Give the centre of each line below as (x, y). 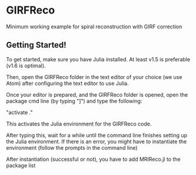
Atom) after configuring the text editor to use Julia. (67, 83)
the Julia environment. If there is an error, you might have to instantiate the (97, 141)
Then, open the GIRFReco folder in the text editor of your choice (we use (94, 77)
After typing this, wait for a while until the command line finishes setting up (97, 135)
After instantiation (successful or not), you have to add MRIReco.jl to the (93, 159)
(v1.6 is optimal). (26, 65)
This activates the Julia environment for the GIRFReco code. (79, 124)
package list (21, 165)
